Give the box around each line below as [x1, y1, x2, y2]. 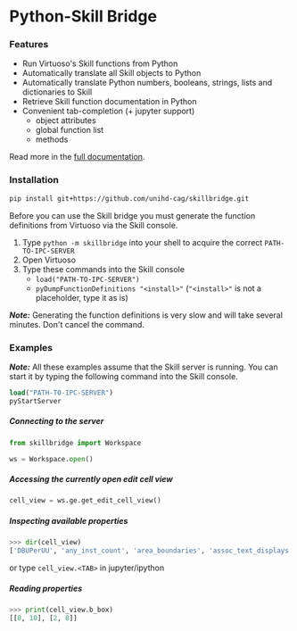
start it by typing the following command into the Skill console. [9, 370, 238, 381]
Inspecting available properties [9, 515, 128, 526]
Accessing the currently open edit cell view [9, 474, 174, 485]
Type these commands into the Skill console [21, 263, 186, 274]
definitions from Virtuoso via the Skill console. [9, 220, 178, 230]
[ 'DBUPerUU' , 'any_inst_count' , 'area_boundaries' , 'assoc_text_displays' [9, 546, 293, 555]
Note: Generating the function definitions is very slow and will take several [9, 310, 284, 320]
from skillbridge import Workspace [9, 438, 142, 447]
